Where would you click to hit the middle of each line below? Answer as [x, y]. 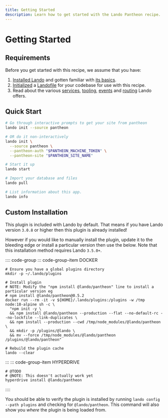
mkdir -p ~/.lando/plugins [33, 274]
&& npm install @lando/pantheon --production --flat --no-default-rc [84, 313]
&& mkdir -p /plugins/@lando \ [43, 331]
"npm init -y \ [26, 309]
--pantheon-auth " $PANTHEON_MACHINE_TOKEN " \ [58, 151]
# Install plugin [23, 282]
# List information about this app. [44, 192]
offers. [19, 95]
